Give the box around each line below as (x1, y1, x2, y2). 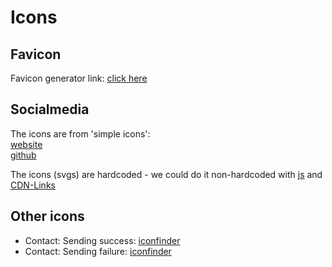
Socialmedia (10, 101, 90, 118)
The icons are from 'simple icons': (10, 127, 151, 140)
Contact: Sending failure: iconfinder (24, 245, 172, 257)
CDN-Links (10, 179, 56, 191)
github (10, 149, 37, 161)
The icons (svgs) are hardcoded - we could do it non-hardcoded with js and (10, 168, 323, 180)
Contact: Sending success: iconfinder (24, 234, 181, 246)
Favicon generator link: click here (10, 72, 148, 84)
